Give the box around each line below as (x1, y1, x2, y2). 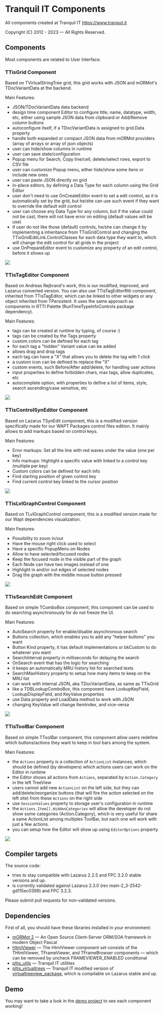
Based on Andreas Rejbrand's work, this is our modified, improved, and (5, 283, 149, 289)
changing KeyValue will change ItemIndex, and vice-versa (12, 702, 129, 708)
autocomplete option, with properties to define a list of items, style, (12, 380, 148, 386)
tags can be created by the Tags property (12, 333, 96, 339)
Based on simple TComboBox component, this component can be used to (5, 605, 154, 611)
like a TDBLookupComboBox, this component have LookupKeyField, (12, 686, 150, 692)
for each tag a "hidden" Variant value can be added (12, 344, 116, 349)
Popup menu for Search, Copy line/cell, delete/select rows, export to (12, 156, 151, 162)
